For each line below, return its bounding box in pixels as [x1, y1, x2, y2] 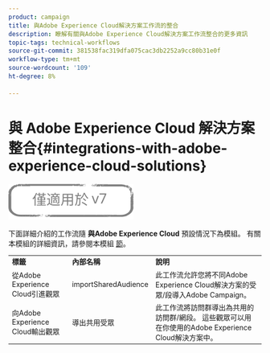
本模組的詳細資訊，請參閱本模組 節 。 [8, 238, 130, 248]
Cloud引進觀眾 [11, 289, 60, 299]
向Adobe [11, 308, 42, 318]
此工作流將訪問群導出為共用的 [155, 302, 255, 312]
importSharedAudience [72, 280, 149, 289]
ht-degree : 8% [8, 72, 56, 80]
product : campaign [8, 13, 70, 21]
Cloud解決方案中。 [155, 332, 218, 342]
